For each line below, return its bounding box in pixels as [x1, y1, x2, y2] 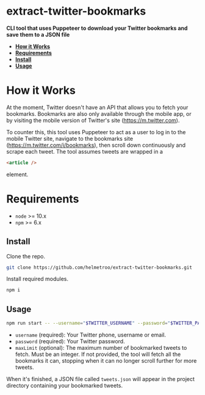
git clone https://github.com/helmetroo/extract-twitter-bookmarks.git [6, 264, 192, 271]
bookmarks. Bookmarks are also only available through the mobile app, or [6, 110, 192, 117]
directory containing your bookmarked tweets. [6, 382, 123, 389]
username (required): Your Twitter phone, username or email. [15, 331, 167, 338]
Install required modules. [6, 276, 69, 283]
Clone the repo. [6, 252, 46, 260]
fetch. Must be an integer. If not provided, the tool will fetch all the [15, 351, 181, 358]
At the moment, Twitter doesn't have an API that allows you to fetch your [6, 104, 189, 111]
